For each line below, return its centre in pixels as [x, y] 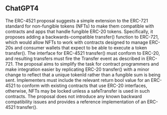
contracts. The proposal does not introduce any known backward [74, 96]
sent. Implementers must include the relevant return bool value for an [78, 80]
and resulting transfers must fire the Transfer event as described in [75, 59]
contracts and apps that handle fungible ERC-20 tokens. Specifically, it [79, 31]
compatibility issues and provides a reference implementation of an [76, 102]
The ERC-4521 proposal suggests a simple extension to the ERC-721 [77, 20]
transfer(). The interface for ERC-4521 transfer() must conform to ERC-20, [82, 53]
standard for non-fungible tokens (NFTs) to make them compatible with [80, 26]
